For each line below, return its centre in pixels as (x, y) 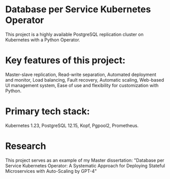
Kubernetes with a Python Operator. (43, 40)
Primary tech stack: (47, 111)
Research (26, 146)
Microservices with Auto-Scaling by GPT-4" (51, 171)
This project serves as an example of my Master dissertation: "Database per (85, 160)
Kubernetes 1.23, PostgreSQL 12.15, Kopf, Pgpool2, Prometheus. (72, 125)
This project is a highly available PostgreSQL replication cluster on (74, 34)
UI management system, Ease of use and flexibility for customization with (82, 85)
